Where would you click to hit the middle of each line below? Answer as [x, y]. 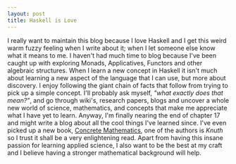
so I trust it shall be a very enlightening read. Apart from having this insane [115, 137]
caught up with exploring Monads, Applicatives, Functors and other [105, 63]
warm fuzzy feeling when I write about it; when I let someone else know [112, 48]
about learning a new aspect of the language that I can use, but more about [117, 77]
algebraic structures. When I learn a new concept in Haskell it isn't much [112, 70]
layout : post [26, 14]
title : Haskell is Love [42, 20]
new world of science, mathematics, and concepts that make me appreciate [117, 108]
